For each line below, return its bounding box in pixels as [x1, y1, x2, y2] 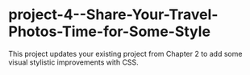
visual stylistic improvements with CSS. [8, 57, 139, 67]
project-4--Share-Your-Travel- [8, 6, 219, 24]
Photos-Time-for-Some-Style [8, 22, 211, 41]
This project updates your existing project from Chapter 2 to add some [8, 49, 243, 58]
